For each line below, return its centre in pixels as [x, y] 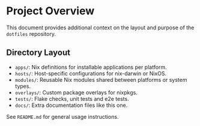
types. [23, 86]
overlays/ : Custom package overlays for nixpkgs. [76, 92]
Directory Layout [38, 53]
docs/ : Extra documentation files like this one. [71, 105]
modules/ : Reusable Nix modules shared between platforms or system [101, 79]
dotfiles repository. [31, 33]
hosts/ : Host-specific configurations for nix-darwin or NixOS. [91, 73]
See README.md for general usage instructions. [62, 116]
